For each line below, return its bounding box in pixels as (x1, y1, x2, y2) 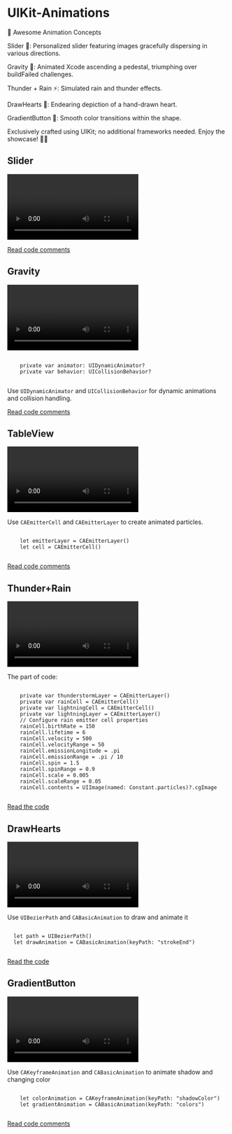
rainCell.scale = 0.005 (20, 772, 89, 779)
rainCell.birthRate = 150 (20, 723, 96, 730)
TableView (7, 427, 55, 439)
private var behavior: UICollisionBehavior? (20, 368, 152, 375)
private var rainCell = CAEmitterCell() (20, 698, 139, 706)
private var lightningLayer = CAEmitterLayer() (20, 711, 161, 718)
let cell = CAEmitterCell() (20, 544, 101, 551)
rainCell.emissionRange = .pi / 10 (20, 753, 124, 760)
